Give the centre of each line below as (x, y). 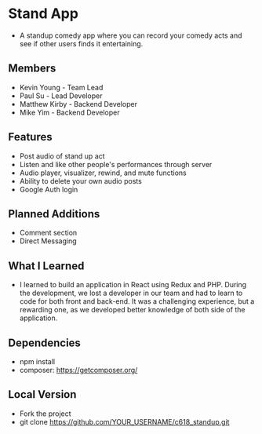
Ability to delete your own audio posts (81, 181)
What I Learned (46, 266)
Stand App (43, 14)
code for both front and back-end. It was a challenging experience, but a (137, 301)
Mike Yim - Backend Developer (69, 112)
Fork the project (45, 414)
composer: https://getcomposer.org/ (78, 370)
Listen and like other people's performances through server (116, 164)
